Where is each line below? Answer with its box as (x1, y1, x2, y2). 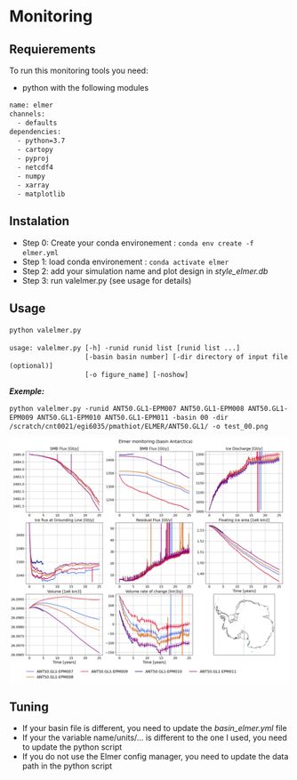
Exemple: (9, 385, 45, 397)
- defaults (17, 118, 58, 127)
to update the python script (21, 742, 123, 752)
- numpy (17, 172, 46, 181)
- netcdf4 (17, 163, 53, 172)
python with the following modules (21, 83, 149, 92)
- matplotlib (17, 189, 66, 198)
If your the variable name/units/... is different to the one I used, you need (21, 732, 287, 744)
